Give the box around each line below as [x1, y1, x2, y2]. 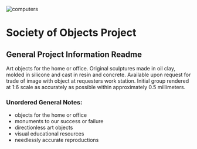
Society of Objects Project [6, 26, 137, 39]
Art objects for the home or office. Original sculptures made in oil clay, [6, 65, 176, 72]
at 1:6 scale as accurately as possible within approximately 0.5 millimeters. [6, 84, 186, 90]
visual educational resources [14, 130, 84, 137]
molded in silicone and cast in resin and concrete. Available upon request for [6, 71, 191, 78]
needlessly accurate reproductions [14, 137, 99, 144]
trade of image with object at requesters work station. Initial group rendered [6, 77, 189, 84]
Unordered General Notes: [6, 98, 83, 106]
